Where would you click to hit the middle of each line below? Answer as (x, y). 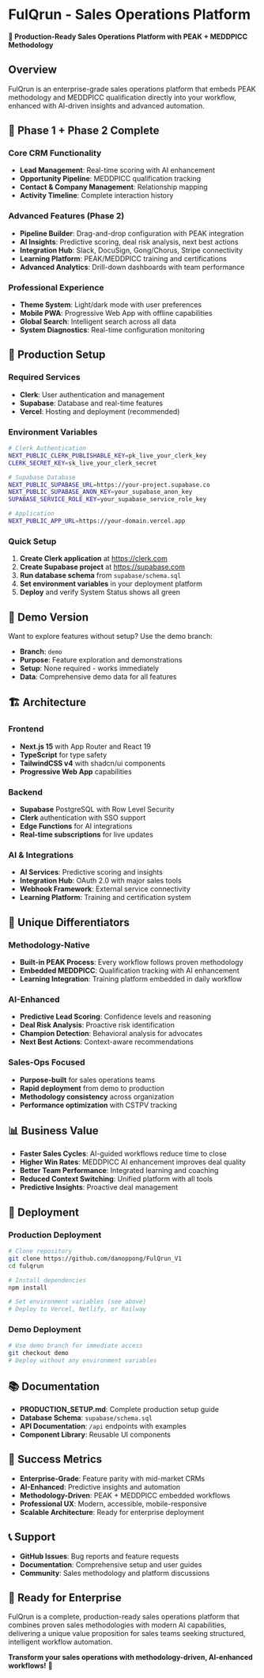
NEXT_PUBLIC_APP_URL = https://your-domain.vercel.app (97, 521)
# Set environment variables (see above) (77, 1302)
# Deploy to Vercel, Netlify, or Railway (77, 1309)
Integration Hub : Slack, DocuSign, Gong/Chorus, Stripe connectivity (131, 250)
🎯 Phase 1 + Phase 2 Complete (84, 131)
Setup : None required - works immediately (89, 668)
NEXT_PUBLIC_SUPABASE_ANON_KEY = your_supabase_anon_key (100, 492)
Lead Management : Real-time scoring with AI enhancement (117, 170)
